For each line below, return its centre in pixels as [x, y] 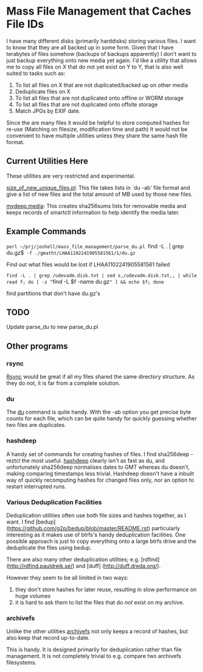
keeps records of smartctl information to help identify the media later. [93, 212]
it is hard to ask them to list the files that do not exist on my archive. [99, 602]
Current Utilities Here [47, 161]
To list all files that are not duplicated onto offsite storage [86, 104]
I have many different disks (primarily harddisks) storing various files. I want [101, 41]
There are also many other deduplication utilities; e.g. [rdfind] [83, 559]
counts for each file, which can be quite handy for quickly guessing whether [102, 418]
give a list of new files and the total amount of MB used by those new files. [100, 194]
